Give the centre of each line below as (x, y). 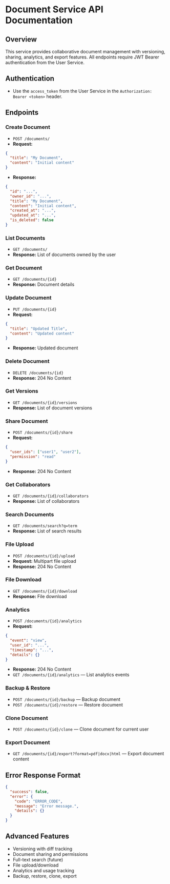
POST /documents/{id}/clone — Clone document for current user (81, 729)
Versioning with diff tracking (42, 849)
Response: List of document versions (52, 408)
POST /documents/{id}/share (42, 433)
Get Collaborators (28, 484)
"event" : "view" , (28, 641)
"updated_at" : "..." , (33, 215)
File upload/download (36, 865)
